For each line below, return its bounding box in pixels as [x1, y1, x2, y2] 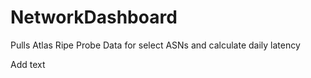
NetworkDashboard [10, 6, 178, 29]
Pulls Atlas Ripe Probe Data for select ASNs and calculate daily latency [10, 39, 301, 51]
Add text [10, 58, 46, 70]
